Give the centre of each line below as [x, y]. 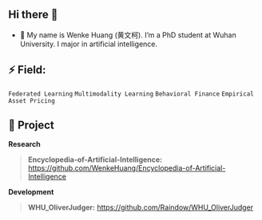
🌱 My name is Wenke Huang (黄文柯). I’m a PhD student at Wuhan [128, 35]
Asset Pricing [32, 100]
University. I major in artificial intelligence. [89, 44]
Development [31, 192]
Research [25, 144]
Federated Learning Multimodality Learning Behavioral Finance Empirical [131, 94]
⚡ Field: [27, 70]
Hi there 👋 [33, 15]
